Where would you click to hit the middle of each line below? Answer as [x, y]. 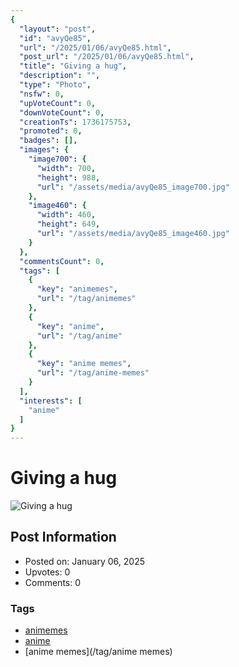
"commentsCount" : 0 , [62, 261]
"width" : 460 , [66, 215]
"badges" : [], [48, 141]
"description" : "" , [60, 76]
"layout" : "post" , [58, 29]
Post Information [63, 537]
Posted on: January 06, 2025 [84, 561]
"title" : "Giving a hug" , [73, 66]
